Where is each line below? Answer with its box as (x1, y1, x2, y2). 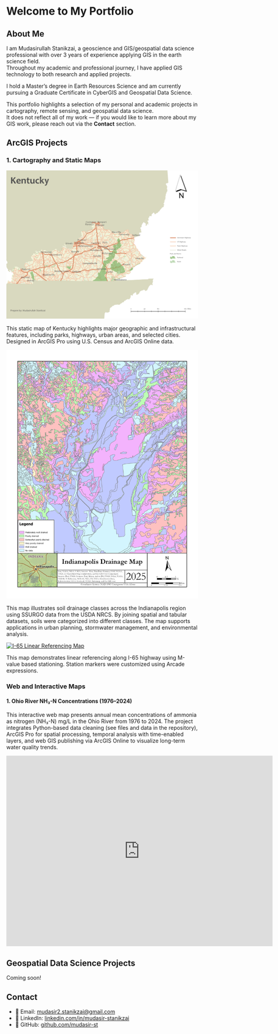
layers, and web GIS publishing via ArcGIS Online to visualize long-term (6, 736, 186, 744)
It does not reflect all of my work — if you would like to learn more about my (6, 114, 196, 121)
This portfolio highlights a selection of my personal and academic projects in (6, 101, 198, 108)
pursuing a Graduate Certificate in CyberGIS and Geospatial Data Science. (6, 89, 193, 96)
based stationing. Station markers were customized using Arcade (21, 660, 185, 668)
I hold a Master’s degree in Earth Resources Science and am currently (6, 82, 181, 90)
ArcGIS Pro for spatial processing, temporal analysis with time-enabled (6, 730, 184, 738)
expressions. (6, 667, 38, 674)
